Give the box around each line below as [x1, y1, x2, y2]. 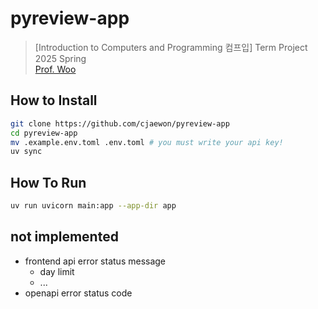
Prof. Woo [34, 63, 77, 75]
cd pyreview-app [10, 128, 78, 138]
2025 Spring [34, 52, 87, 64]
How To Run [10, 174, 87, 191]
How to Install [10, 92, 98, 109]
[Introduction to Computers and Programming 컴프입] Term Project [34, 41, 308, 53]
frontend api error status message [24, 255, 167, 267]
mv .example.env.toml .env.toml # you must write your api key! [10, 137, 284, 147]
